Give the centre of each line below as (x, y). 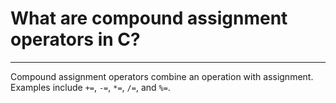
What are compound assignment (149, 18)
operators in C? (75, 39)
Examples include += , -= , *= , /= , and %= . (90, 87)
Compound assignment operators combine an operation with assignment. (162, 76)
